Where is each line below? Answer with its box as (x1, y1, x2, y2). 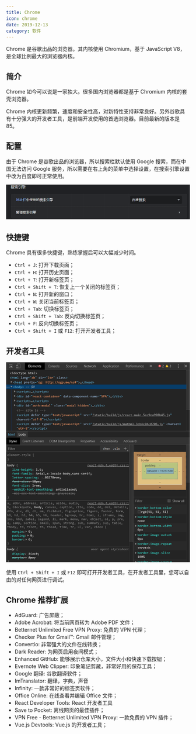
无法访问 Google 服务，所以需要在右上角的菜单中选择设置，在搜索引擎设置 (10, 165, 190, 172)
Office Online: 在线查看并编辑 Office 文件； (14, 692, 118, 699)
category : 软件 (6, 28, 41, 34)
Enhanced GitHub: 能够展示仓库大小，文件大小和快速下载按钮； (14, 656, 167, 663)
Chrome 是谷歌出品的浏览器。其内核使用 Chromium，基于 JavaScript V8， (6, 46, 185, 53)
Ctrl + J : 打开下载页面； (14, 261, 75, 268)
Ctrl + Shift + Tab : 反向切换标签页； (14, 313, 106, 320)
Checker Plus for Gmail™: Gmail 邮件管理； (14, 633, 117, 640)
